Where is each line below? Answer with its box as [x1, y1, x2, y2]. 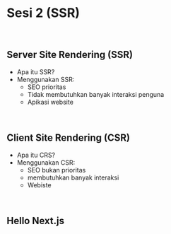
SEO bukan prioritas [27, 165, 86, 174]
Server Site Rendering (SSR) [6, 49, 134, 61]
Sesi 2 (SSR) [6, 5, 81, 21]
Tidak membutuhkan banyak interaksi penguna [27, 90, 165, 98]
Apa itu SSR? [16, 67, 55, 76]
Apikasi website [27, 98, 73, 106]
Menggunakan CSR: [16, 158, 76, 167]
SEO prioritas [27, 83, 66, 91]
